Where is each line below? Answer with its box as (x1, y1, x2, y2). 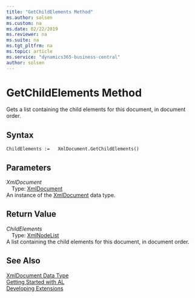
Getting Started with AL (6, 278, 65, 285)
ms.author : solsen (6, 15, 53, 21)
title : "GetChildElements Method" (6, 8, 94, 15)
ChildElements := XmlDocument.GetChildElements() (6, 146, 139, 152)
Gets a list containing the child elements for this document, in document (6, 106, 186, 113)
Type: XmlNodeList (12, 231, 59, 239)
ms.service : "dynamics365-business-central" (6, 54, 121, 60)
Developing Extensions (6, 285, 64, 292)
